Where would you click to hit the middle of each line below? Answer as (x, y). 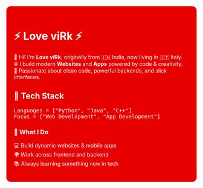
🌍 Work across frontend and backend (61, 155)
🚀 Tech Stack (39, 96)
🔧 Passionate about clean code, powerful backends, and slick (91, 70)
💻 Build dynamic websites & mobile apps (65, 146)
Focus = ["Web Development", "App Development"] (87, 116)
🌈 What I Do (31, 132)
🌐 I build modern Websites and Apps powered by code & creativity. (98, 63)
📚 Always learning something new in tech (66, 164)
